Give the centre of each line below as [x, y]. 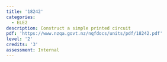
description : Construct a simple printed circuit [69, 28]
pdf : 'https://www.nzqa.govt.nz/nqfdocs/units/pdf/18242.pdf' [84, 34]
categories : [21, 17]
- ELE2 [20, 22]
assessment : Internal [33, 50]
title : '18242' [25, 12]
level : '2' [20, 39]
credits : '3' [22, 45]
